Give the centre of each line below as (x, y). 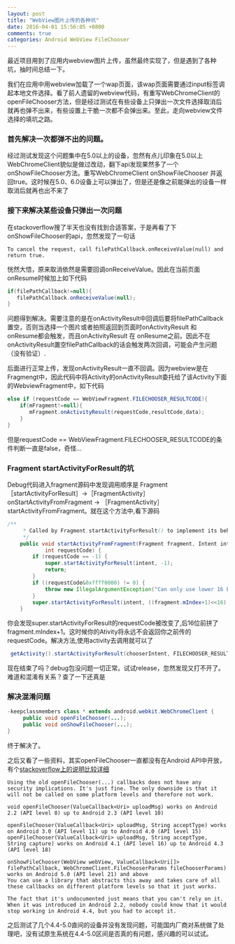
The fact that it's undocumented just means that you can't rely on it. (115, 898)
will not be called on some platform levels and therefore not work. (111, 794)
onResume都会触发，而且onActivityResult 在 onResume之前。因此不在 (109, 336)
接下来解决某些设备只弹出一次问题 (65, 211)
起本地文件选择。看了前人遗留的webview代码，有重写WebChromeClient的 (114, 93)
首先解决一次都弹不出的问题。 (58, 139)
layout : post (26, 14)
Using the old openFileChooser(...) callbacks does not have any (104, 782)
